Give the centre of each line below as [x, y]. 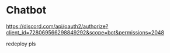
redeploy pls [21, 44]
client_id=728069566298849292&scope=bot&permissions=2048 [85, 32]
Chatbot [26, 10]
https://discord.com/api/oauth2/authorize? [57, 26]
